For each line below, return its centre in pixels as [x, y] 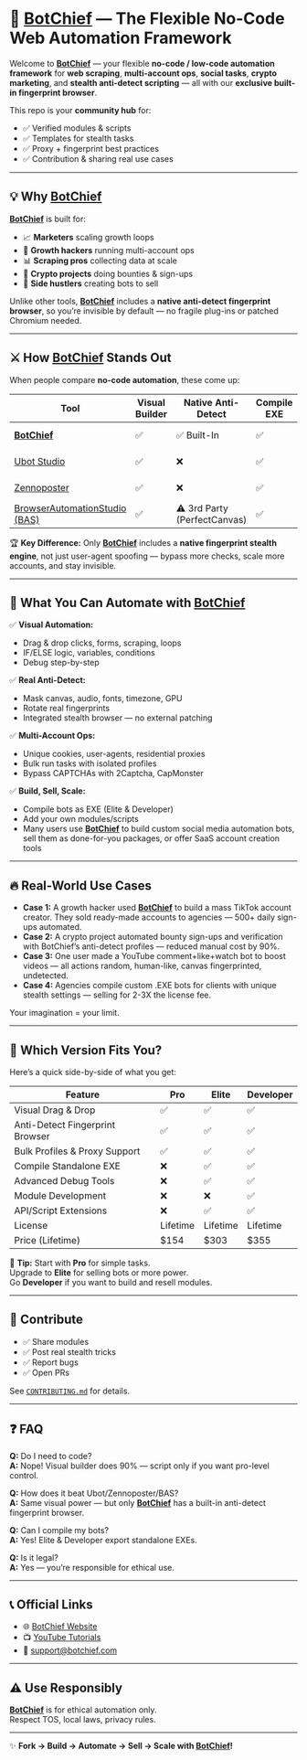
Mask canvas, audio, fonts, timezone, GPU [102, 699]
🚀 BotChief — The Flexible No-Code [147, 19]
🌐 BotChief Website [60, 1627]
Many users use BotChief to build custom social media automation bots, [159, 829]
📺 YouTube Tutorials [62, 1637]
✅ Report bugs [51, 1362]
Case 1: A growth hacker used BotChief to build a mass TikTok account [157, 908]
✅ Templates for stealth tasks [78, 138]
